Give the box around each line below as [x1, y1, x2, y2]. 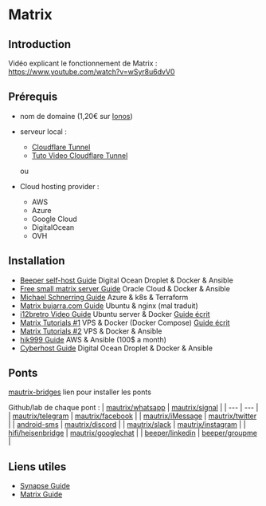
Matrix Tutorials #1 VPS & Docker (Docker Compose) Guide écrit [19, 318, 230, 327]
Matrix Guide [19, 489, 63, 500]
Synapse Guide [19, 481, 70, 491]
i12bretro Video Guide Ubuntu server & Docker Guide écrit [19, 309, 210, 318]
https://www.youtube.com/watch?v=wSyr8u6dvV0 [8, 67, 175, 77]
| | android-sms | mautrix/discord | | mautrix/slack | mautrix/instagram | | [8, 420, 246, 429]
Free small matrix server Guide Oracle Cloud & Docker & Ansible [19, 283, 231, 293]
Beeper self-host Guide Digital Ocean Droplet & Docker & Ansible [19, 275, 233, 285]
